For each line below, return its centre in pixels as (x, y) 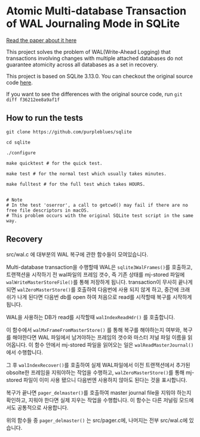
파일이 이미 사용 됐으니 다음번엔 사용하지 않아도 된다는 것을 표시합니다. (105, 380)
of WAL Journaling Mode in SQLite (93, 24)
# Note (14, 200)
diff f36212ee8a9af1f (33, 100)
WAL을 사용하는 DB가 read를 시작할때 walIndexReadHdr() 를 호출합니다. (90, 317)
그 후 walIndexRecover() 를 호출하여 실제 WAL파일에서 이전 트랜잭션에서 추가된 (98, 365)
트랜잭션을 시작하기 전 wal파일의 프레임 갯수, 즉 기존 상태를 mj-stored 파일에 (96, 274)
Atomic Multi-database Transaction (96, 11)
